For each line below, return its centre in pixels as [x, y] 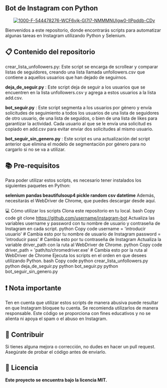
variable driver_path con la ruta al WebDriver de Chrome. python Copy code [84, 245]
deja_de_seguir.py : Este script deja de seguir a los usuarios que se [75, 87]
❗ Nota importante [33, 288]
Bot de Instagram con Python [52, 8]
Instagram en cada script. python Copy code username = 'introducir [75, 229]
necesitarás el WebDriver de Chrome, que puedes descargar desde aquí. [81, 201]
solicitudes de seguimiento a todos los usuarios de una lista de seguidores [82, 113]
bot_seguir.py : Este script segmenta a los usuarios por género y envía [78, 107]
